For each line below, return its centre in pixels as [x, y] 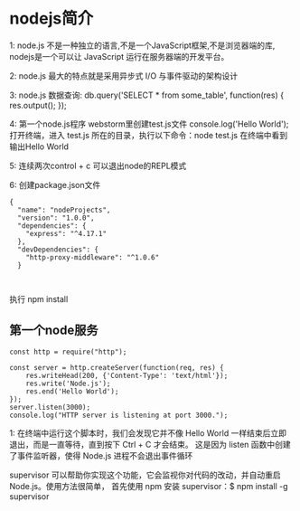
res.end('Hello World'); [72, 391]
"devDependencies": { [58, 250]
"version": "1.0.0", [56, 218]
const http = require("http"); [68, 352]
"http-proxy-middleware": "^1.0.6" [93, 257]
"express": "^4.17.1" [66, 233]
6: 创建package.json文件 [55, 185]
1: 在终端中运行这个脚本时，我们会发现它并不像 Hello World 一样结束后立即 [148, 433]
